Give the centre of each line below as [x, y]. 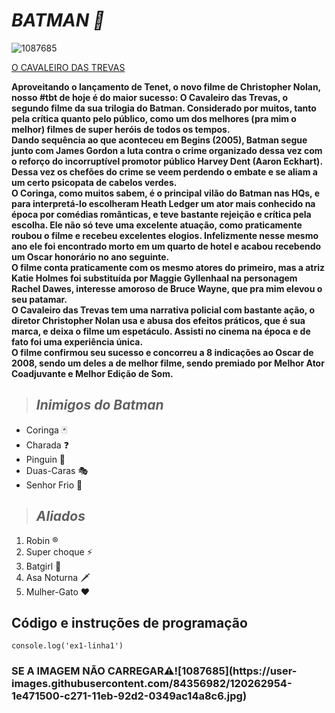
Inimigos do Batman [99, 405]
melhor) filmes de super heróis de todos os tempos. [121, 129]
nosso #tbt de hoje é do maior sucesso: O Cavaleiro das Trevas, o [150, 97]
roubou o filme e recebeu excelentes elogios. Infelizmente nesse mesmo [165, 235]
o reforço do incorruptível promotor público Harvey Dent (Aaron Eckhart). [167, 161]
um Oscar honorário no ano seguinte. [90, 256]
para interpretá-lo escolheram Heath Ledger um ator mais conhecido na [163, 203]
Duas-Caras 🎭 [57, 470]
